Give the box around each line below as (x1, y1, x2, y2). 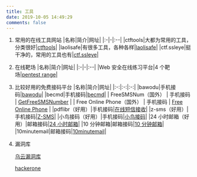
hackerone (14, 165, 41, 172)
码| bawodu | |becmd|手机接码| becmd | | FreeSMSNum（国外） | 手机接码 (14, 91, 190, 98)
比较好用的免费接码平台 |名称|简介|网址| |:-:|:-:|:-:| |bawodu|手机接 (14, 84, 176, 91)
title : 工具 (6, 8, 34, 15)
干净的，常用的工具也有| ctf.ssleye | (14, 51, 99, 58)
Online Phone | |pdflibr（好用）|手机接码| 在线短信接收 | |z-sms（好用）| (14, 106, 189, 113)
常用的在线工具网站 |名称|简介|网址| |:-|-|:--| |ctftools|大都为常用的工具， (14, 37, 192, 44)
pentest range (21, 71, 56, 78)
